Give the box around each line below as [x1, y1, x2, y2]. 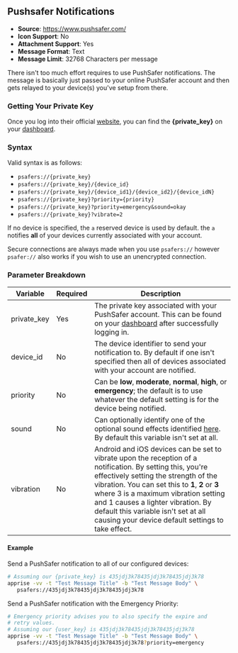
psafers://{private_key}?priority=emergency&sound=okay [17, 203, 186, 211]
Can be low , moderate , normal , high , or [94, 376, 227, 386]
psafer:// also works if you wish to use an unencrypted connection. [7, 252, 207, 261]
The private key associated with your [94, 301, 217, 311]
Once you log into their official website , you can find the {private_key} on [7, 117, 223, 126]
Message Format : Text [17, 47, 85, 55]
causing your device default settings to [94, 515, 225, 525]
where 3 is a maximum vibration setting [94, 489, 225, 498]
